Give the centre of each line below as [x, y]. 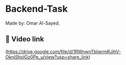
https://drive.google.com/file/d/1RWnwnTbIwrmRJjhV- [64, 51]
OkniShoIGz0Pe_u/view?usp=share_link [47, 57]
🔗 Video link [25, 39]
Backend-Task [37, 9]
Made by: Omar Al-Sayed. [33, 23]
